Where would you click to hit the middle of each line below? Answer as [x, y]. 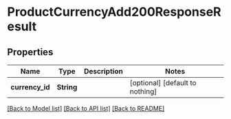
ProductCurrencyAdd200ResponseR [114, 12]
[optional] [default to [163, 83]
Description [103, 71]
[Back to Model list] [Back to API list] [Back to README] [86, 108]
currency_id [30, 87]
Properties [30, 52]
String [67, 87]
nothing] [143, 91]
